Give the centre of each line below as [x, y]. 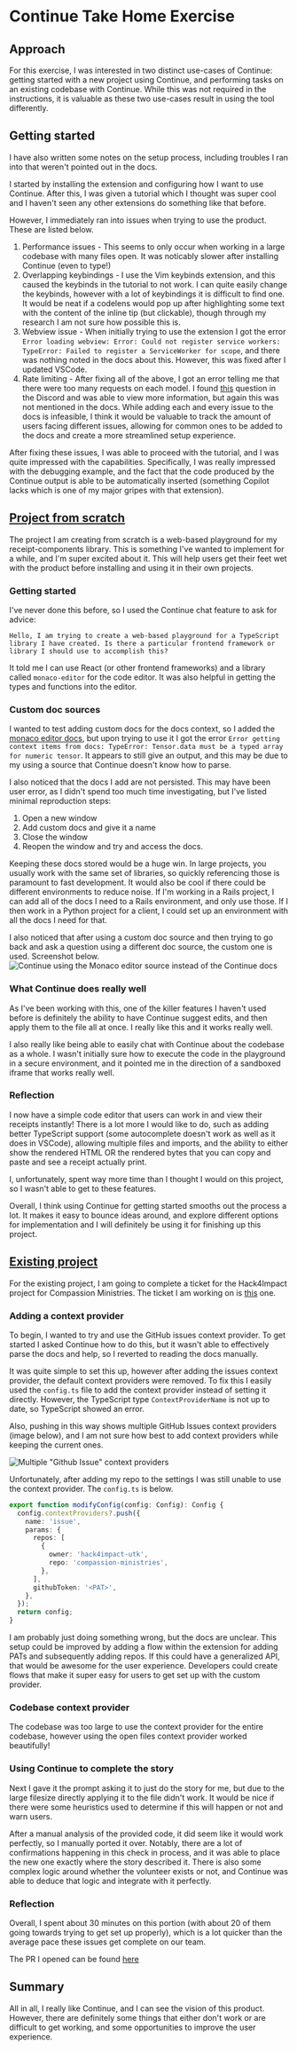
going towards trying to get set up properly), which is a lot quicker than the [146, 1932]
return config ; [45, 1613]
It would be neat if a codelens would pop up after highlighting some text [153, 303]
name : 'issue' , [53, 1521]
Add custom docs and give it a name [89, 828]
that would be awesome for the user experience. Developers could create [144, 1666]
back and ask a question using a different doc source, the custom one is [141, 947]
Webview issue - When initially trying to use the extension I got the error [154, 331]
